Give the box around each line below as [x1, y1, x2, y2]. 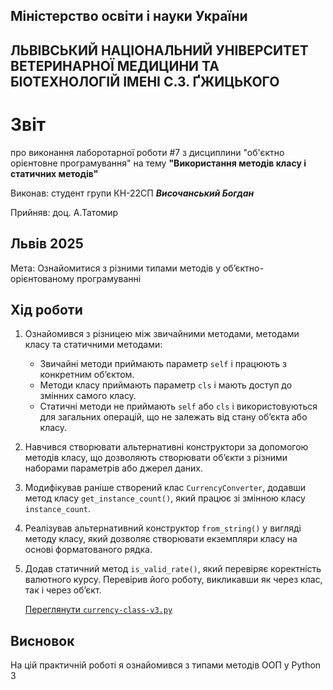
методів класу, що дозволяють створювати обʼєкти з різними [24, 452, 288, 464]
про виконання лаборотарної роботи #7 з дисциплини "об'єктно [10, 146, 285, 158]
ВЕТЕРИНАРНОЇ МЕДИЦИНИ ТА [10, 57, 220, 74]
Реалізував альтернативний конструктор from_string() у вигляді [24, 522, 302, 534]
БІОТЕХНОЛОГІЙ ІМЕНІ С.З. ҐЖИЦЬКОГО [10, 73, 280, 90]
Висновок [10, 632, 75, 649]
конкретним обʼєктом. [39, 369, 135, 381]
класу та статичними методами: [24, 339, 163, 351]
